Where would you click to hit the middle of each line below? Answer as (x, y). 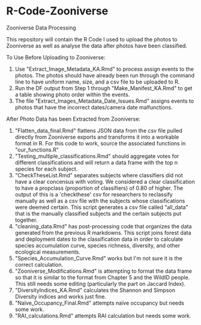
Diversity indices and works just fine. (61, 296)
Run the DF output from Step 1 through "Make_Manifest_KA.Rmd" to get (103, 88)
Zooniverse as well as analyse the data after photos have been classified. (97, 46)
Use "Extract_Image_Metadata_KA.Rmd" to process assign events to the (104, 69)
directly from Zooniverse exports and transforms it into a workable (97, 137)
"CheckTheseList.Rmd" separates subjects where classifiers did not (99, 175)
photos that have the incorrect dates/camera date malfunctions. (94, 107)
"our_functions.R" (37, 150)
